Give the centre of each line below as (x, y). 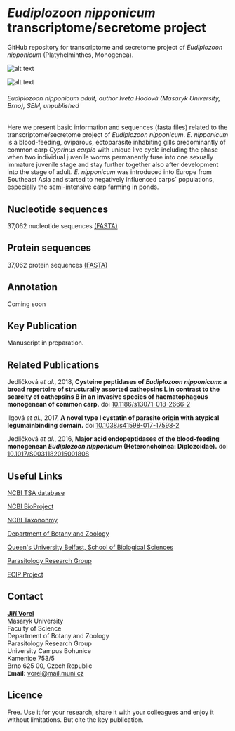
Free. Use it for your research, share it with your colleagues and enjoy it (110, 712)
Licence (25, 696)
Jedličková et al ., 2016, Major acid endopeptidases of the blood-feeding (113, 439)
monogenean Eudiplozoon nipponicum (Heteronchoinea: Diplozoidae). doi (117, 447)
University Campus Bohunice (49, 650)
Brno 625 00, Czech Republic (50, 666)
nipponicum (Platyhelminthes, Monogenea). (70, 55)
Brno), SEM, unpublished (43, 105)
